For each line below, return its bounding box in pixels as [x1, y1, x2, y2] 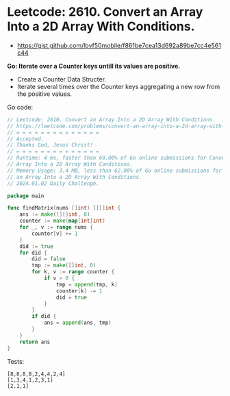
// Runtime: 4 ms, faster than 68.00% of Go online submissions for [7, 155, 207, 162]
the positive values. [16, 90, 73, 98]
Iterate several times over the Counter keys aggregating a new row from [16, 82, 220, 90]
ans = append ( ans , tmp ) [43, 319, 112, 326]
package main [7, 193, 44, 199]
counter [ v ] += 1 [31, 230, 78, 237]
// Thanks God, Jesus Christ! [7, 142, 94, 149]
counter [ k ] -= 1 [55, 287, 103, 295]
